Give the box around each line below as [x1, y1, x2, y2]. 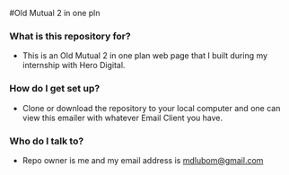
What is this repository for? [9, 30, 132, 42]
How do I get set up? [9, 83, 101, 95]
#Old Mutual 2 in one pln [9, 8, 101, 18]
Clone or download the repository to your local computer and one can [22, 102, 281, 113]
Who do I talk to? [9, 135, 84, 147]
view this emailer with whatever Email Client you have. [22, 112, 223, 123]
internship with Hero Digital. [22, 60, 126, 71]
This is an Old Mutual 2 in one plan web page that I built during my [22, 50, 267, 61]
